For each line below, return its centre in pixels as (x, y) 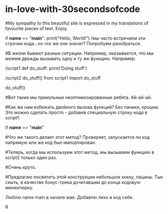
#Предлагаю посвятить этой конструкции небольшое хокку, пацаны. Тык (84, 177)
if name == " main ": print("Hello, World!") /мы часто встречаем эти (75, 38)
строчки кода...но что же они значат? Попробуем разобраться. (73, 43)
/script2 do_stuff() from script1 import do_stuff (53, 78)
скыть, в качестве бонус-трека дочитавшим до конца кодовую (73, 182)
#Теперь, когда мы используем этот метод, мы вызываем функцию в (80, 152)
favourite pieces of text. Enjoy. (37, 28)
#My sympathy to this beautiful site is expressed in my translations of (77, 23)
